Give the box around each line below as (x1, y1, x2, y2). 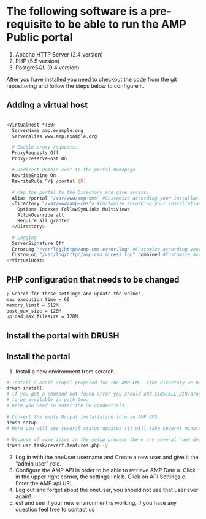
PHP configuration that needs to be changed (6, 275, 180, 285)
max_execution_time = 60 (6, 296, 70, 302)
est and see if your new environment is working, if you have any (15, 499, 177, 507)
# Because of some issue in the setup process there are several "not (6, 437, 191, 443)
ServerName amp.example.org (12, 127, 84, 133)
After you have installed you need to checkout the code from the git (6, 76, 177, 83)
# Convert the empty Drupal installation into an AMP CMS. (6, 413, 161, 420)
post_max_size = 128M (6, 308, 62, 314)
